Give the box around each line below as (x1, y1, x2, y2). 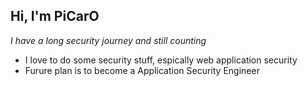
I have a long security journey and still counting (10, 34, 207, 46)
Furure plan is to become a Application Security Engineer (24, 64, 260, 76)
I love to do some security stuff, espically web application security (24, 54, 298, 66)
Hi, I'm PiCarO (10, 8, 100, 25)
